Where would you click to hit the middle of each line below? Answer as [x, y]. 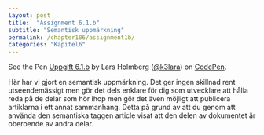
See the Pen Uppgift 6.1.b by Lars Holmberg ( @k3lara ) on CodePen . [117, 67]
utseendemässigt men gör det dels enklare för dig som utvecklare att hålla [128, 90]
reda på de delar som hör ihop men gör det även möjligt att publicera [119, 99]
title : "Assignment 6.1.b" [54, 23]
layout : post [29, 15]
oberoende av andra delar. [51, 124]
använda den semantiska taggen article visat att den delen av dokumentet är [132, 115]
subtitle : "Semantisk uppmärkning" [66, 30]
